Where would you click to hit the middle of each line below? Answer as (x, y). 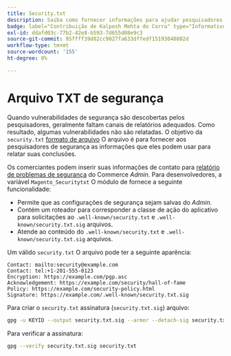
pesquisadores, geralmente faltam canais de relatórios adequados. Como (111, 124)
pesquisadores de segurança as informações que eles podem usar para (109, 146)
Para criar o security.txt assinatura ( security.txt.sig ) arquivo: (98, 307)
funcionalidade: (29, 189)
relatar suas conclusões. (42, 154)
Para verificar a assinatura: (45, 333)
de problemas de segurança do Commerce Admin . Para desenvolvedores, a (114, 174)
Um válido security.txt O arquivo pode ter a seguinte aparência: (99, 252)
